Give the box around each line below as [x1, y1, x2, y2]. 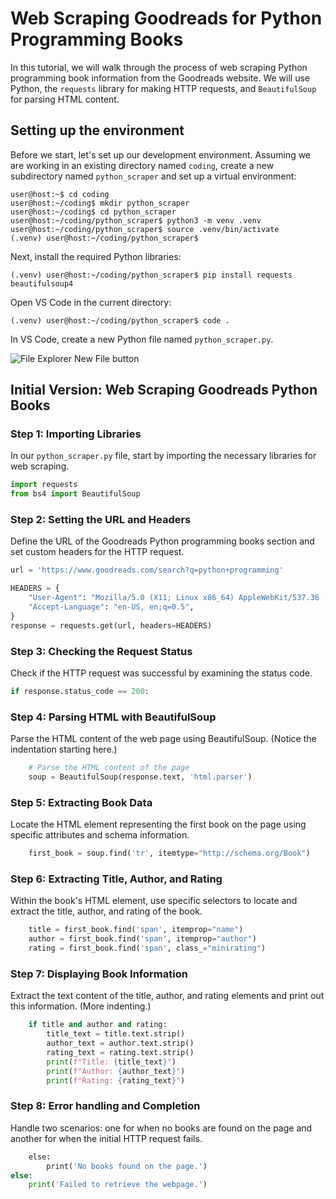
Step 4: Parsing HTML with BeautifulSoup [10, 710, 217, 724]
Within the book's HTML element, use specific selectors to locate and [10, 895, 298, 907]
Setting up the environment [10, 122, 185, 139]
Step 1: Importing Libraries [10, 427, 142, 441]
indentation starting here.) [10, 743, 118, 756]
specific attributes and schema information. [10, 829, 190, 841]
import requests [10, 480, 78, 490]
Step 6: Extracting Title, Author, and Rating [10, 872, 223, 886]
